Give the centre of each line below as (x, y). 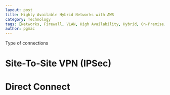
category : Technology (28, 19)
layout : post (19, 10)
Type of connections (27, 43)
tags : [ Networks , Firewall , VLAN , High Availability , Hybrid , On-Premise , (86, 24)
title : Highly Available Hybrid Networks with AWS (60, 15)
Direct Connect (38, 87)
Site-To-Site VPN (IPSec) (58, 63)
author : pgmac (20, 29)
